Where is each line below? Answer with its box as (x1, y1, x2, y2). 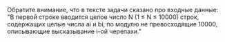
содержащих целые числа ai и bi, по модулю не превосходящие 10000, (7, 20, 218, 28)
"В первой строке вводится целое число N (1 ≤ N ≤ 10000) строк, (7, 13, 199, 21)
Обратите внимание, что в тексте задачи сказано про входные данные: (7, 6, 219, 14)
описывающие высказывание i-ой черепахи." (7, 27, 141, 35)
